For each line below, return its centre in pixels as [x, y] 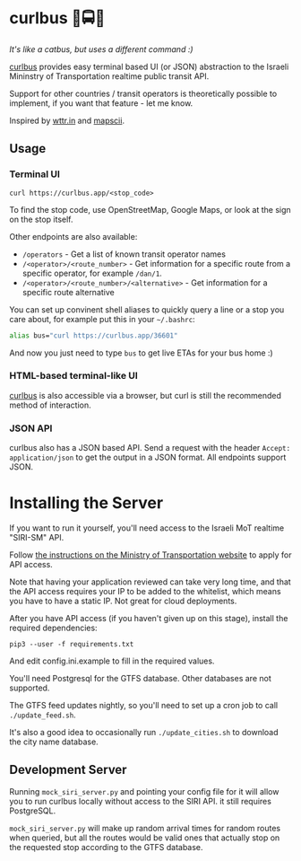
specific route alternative [68, 292]
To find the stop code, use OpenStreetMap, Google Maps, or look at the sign [150, 209]
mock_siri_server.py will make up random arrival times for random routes [145, 828]
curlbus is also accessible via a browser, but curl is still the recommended [146, 395]
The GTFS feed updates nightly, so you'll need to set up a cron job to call [144, 706]
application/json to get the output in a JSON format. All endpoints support [148, 457]
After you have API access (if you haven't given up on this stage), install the [149, 619]
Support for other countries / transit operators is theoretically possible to [143, 93]
